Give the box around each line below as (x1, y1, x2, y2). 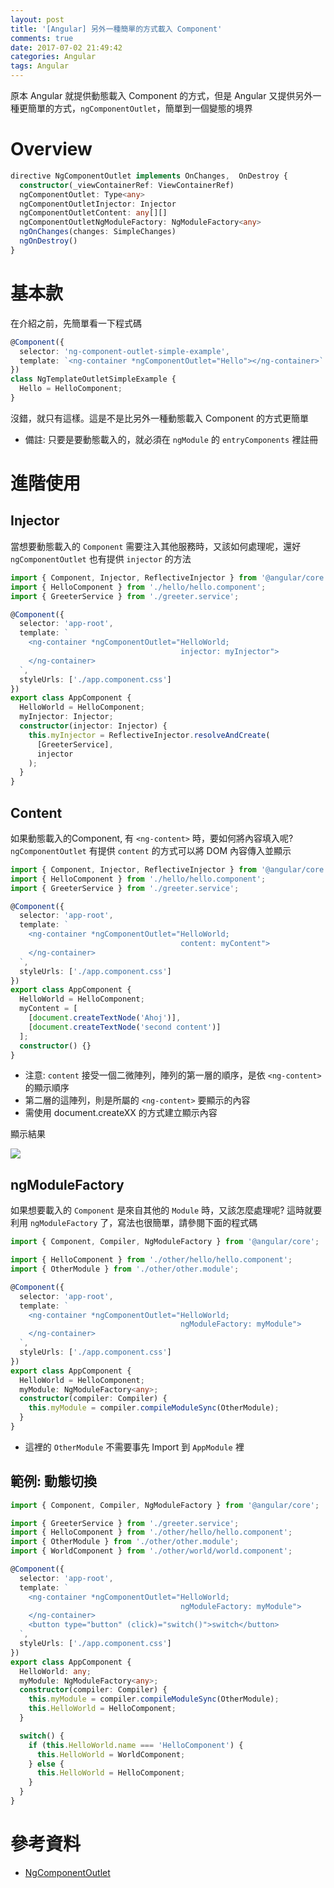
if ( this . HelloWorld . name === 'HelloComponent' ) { (28, 1740, 244, 1750)
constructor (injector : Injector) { (19, 721, 168, 731)
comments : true (10, 33, 74, 43)
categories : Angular (10, 52, 97, 62)
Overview (10, 138, 93, 161)
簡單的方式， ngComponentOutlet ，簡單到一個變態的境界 (27, 102, 253, 114)
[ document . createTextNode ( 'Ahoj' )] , (28, 1013, 182, 1023)
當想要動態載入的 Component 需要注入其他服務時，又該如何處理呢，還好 (10, 540, 302, 552)
